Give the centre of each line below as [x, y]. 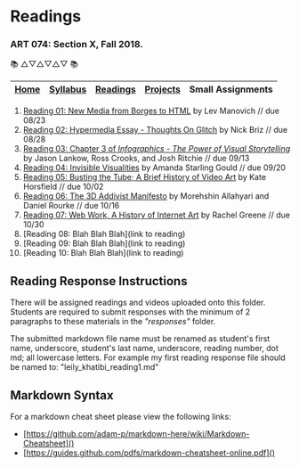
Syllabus [68, 89]
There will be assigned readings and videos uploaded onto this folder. [138, 303]
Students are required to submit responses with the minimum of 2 [130, 312]
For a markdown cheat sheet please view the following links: [121, 417]
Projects [163, 89]
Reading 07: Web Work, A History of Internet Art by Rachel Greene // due [156, 215]
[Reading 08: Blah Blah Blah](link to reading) [104, 234]
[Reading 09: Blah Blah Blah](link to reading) [104, 243]
